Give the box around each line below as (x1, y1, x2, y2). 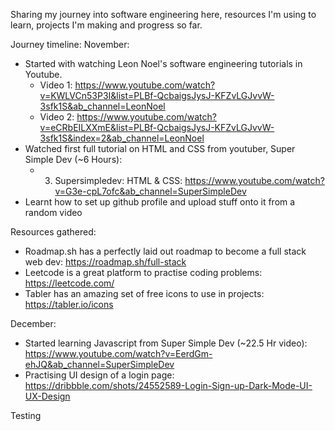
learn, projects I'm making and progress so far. (10, 19, 203, 31)
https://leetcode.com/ (24, 277, 115, 289)
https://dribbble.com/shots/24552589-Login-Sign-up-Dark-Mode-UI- (24, 380, 313, 391)
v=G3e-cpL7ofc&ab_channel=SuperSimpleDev (54, 185, 247, 197)
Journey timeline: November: (10, 39, 130, 50)
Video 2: (39, 111, 75, 123)
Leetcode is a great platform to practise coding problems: (24, 267, 263, 278)
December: (10, 318, 57, 329)
